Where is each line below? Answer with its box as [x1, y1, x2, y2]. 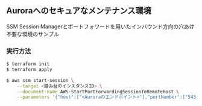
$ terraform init [6, 61, 50, 67]
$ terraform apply [6, 66, 52, 72]
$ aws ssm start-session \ [6, 77, 74, 83]
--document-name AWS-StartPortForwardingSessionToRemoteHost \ [17, 89, 180, 95]
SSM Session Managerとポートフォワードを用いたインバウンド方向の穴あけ [6, 23, 195, 30]
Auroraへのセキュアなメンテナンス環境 [6, 5, 152, 16]
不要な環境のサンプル [6, 30, 59, 37]
